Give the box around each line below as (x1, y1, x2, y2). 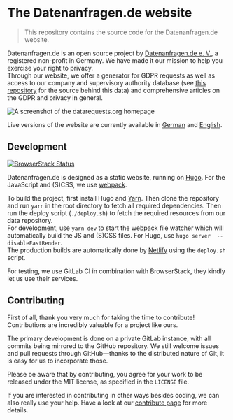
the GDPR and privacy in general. (7, 93, 103, 102)
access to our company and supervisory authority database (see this (7, 78, 206, 87)
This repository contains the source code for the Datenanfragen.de (24, 28, 218, 36)
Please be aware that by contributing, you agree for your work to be (7, 370, 203, 378)
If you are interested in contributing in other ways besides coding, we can (7, 391, 220, 399)
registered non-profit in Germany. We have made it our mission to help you (7, 56, 223, 64)
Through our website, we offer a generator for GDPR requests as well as (7, 71, 216, 80)
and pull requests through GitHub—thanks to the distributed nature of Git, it (7, 349, 225, 357)
